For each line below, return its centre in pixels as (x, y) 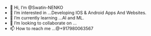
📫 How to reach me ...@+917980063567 (52, 28)
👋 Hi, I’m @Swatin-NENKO (36, 8)
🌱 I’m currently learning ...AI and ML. (47, 18)
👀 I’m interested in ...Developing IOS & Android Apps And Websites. (78, 13)
